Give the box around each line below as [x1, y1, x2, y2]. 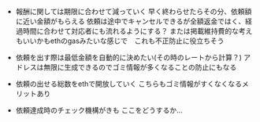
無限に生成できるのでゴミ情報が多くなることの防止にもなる [43, 63, 237, 72]
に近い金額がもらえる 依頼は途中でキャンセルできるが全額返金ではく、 [15, 16, 246, 26]
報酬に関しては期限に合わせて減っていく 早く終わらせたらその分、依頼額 [15, 7, 252, 16]
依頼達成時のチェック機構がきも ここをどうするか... [15, 106, 183, 115]
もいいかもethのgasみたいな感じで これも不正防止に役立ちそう [15, 36, 225, 45]
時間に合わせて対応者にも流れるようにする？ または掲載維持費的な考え [22, 27, 253, 35]
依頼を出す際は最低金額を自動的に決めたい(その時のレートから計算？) [15, 53, 243, 62]
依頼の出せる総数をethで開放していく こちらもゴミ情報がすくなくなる [15, 79, 243, 88]
